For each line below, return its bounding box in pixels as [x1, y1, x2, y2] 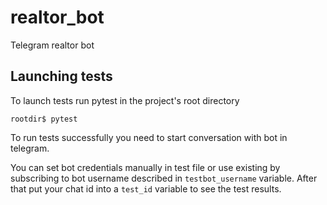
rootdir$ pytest [10, 114, 78, 124]
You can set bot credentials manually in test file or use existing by [10, 161, 281, 173]
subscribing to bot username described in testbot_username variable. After [10, 172, 318, 184]
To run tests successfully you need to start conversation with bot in [10, 131, 288, 143]
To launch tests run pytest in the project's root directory [10, 94, 240, 106]
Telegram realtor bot [10, 39, 95, 51]
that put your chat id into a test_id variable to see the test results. [10, 182, 282, 195]
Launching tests [10, 68, 113, 85]
